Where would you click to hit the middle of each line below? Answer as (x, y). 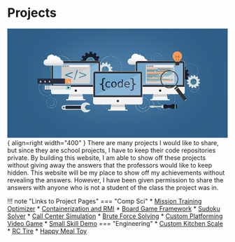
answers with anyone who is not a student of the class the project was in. (113, 188)
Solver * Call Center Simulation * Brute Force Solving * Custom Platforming (115, 216)
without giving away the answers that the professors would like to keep (110, 166)
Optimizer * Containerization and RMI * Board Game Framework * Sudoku (114, 209)
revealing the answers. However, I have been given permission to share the (115, 180)
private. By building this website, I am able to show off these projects (107, 158)
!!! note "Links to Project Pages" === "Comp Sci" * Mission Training (105, 201)
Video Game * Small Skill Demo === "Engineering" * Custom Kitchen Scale (115, 224)
